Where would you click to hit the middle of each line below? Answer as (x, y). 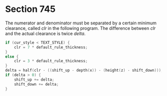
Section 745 (30, 9)
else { (12, 56)
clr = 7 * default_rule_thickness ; (51, 47)
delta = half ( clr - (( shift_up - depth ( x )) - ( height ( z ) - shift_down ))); (84, 71)
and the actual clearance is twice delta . (45, 33)
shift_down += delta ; (36, 84)
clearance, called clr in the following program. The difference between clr (80, 28)
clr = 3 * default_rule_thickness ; (51, 61)
